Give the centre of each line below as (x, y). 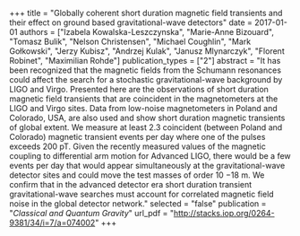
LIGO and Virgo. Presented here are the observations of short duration (139, 89)
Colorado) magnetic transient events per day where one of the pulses (137, 137)
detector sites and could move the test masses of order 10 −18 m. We (137, 175)
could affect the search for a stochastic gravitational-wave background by (146, 79)
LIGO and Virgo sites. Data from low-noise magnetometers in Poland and (143, 108)
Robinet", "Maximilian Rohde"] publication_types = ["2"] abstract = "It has (145, 61)
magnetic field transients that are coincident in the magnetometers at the (144, 99)
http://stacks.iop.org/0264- (224, 213)
